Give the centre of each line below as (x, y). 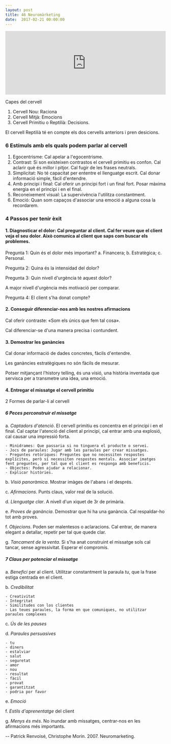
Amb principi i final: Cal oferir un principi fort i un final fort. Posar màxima (89, 184)
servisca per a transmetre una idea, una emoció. (56, 378)
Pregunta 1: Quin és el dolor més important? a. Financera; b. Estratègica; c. (83, 253)
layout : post (19, 10)
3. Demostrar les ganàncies (35, 342)
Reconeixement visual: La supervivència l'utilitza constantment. (79, 194)
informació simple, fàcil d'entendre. (50, 178)
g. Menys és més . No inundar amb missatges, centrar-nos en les (73, 721)
